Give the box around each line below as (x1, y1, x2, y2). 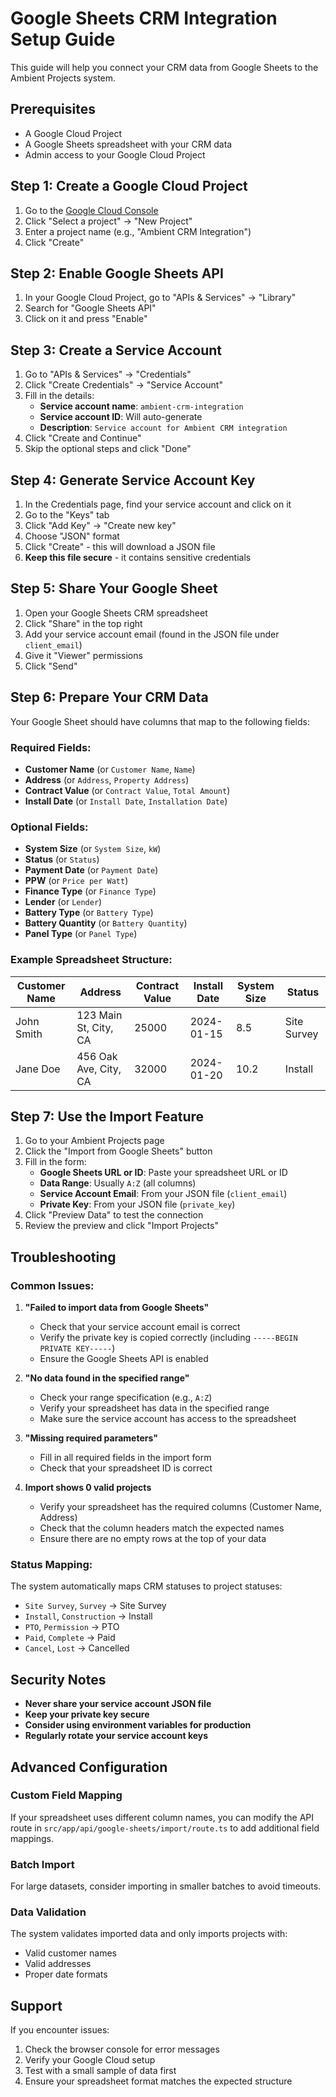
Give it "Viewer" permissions (24, 649, 143, 661)
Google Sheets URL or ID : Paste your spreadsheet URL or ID (39, 1167, 288, 1179)
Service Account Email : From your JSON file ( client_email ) (39, 1188, 288, 1200)
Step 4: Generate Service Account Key (10, 472, 256, 489)
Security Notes (10, 1671, 107, 1688)
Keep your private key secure (24, 1708, 150, 1721)
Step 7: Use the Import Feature (10, 1108, 205, 1125)
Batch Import (10, 1857, 75, 1871)
